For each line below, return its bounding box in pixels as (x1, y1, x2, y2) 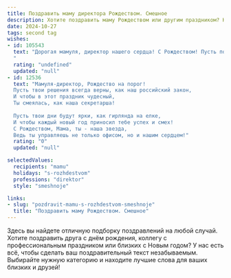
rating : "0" (13, 138, 48, 145)
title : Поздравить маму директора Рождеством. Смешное (7, 10, 168, 17)
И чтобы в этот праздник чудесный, (13, 94, 115, 100)
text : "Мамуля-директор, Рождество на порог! (13, 81, 146, 87)
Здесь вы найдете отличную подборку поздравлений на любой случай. (7, 226, 218, 235)
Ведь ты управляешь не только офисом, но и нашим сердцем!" (13, 131, 189, 138)
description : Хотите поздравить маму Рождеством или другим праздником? (7, 17, 220, 23)
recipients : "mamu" (13, 163, 69, 170)
